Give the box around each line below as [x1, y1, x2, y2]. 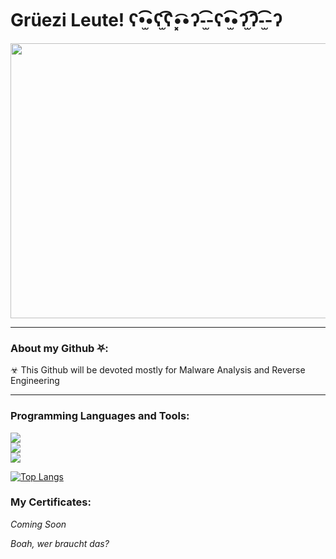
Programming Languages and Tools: [10, 409, 190, 423]
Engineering [10, 375, 60, 387]
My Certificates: [10, 495, 92, 509]
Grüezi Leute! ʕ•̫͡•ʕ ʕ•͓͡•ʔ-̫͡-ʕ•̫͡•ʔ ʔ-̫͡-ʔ [10, 9, 283, 32]
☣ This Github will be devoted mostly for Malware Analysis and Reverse [10, 364, 306, 376]
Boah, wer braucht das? [10, 537, 110, 549]
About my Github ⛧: [10, 341, 109, 355]
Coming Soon [10, 518, 67, 530]
